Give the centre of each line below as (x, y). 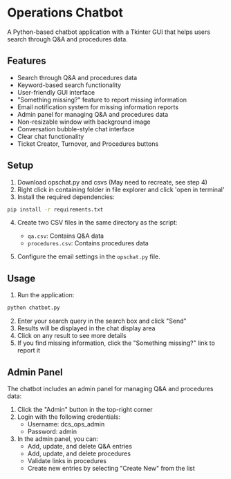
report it (28, 350)
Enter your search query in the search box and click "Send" (102, 321)
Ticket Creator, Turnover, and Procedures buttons (88, 144)
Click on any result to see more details (72, 336)
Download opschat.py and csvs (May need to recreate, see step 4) (112, 182)
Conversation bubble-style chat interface (76, 129)
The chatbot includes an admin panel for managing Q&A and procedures (110, 388)
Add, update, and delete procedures (79, 453)
